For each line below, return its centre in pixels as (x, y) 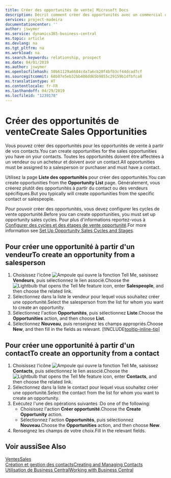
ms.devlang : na (21, 43)
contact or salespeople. (30, 199)
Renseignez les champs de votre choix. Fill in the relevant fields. (79, 431)
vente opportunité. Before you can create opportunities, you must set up (80, 214)
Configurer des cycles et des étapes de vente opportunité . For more (76, 225)
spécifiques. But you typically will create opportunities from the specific (80, 194)
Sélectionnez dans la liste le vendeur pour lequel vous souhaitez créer (86, 297)
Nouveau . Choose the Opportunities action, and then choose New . (91, 425)
